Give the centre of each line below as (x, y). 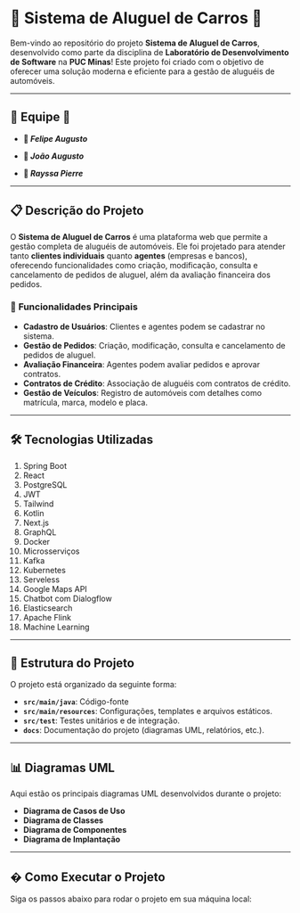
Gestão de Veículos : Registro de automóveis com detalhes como (142, 392)
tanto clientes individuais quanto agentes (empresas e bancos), (129, 255)
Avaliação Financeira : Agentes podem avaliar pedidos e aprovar (142, 364)
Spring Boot (45, 465)
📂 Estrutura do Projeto (72, 663)
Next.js (36, 522)
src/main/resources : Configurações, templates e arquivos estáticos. (148, 711)
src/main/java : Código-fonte (76, 702)
